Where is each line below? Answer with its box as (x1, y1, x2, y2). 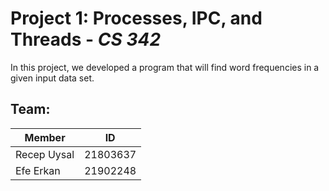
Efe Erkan (15, 163, 61, 177)
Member (24, 130, 66, 144)
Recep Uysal (15, 147, 75, 161)
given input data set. (10, 72, 95, 84)
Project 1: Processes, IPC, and (10, 7, 263, 30)
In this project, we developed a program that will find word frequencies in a (10, 61, 320, 73)
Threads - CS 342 (10, 28, 162, 51)
